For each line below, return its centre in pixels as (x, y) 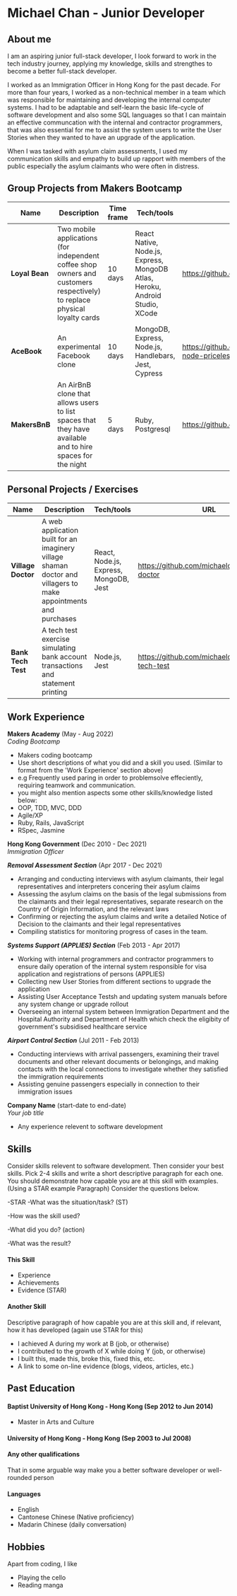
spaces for (75, 456)
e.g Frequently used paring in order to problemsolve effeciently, (110, 778)
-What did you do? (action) (46, 1230)
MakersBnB (31, 424)
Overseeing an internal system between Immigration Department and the (123, 1012)
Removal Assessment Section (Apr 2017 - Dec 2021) (85, 865)
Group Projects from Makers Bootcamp (95, 189)
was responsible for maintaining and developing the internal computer (109, 100)
